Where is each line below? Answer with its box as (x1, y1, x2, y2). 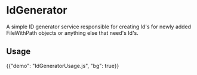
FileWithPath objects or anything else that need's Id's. (6, 29, 138, 36)
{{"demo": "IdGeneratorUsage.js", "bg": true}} (6, 62, 119, 69)
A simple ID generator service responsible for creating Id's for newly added (6, 23, 192, 30)
